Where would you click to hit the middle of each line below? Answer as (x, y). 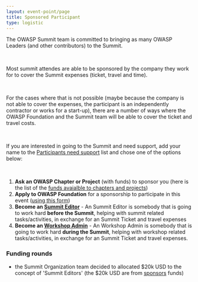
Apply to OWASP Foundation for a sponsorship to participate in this (98, 194)
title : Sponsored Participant (43, 17)
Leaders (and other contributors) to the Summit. (64, 46)
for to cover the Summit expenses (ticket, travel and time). (77, 75)
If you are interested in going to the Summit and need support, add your (93, 146)
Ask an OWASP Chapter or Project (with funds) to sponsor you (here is (102, 182)
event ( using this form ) (42, 201)
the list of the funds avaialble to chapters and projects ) (81, 188)
